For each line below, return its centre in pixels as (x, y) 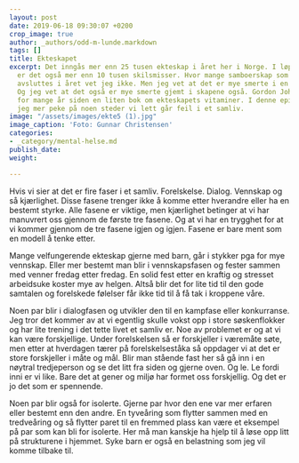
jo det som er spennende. (57, 386)
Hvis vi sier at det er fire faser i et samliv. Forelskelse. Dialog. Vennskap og (146, 191)
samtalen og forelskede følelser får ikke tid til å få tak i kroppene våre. (137, 293)
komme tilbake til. (41, 451)
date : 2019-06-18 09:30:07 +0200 (71, 26)
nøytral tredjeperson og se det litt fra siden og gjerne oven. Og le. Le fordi (144, 367)
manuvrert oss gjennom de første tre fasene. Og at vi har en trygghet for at (146, 220)
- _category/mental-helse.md (63, 141)
